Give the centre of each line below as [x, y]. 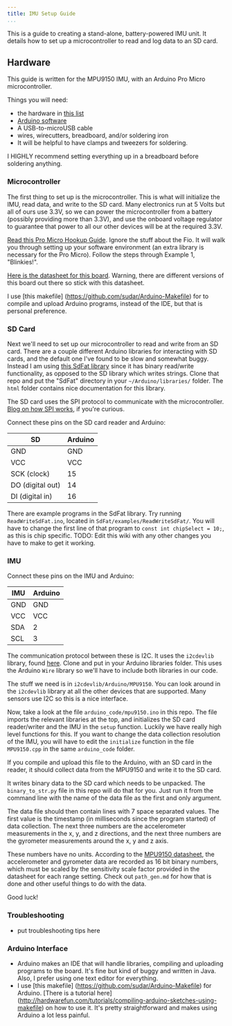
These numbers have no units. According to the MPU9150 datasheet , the [111, 855]
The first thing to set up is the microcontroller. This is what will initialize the [114, 197]
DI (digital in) [32, 497]
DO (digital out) [36, 485]
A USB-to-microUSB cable [55, 128]
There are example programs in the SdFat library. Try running [95, 513]
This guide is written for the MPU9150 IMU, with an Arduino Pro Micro [106, 79]
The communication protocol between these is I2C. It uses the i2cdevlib [111, 656]
